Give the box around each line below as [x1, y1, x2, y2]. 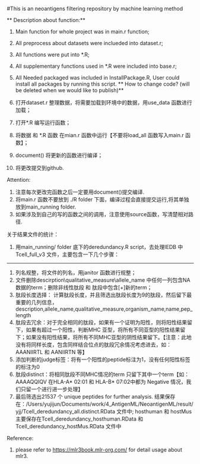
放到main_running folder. [15, 203, 77, 210]
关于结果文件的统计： [7, 231, 59, 238]
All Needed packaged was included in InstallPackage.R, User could [15, 74, 180, 81]
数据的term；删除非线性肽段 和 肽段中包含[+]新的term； [15, 284, 153, 291]
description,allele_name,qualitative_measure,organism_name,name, [15, 305, 181, 313]
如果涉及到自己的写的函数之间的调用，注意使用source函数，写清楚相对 [15, 211, 189, 217]
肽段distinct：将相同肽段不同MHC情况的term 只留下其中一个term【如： [15, 371, 189, 378]
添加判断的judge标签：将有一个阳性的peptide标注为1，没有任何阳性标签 [15, 356, 191, 363]
